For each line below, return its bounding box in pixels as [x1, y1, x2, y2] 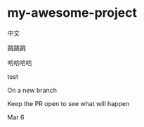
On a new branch [7, 86, 58, 94]
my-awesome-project [7, 5, 137, 21]
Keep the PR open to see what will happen [7, 99, 130, 107]
